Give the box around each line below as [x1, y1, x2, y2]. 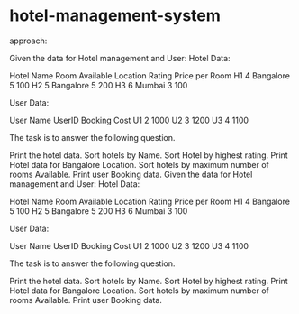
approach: [9, 35, 48, 46]
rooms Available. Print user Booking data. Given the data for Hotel [9, 169, 253, 180]
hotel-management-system [9, 5, 221, 26]
